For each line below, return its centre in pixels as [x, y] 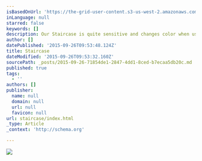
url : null [24, 107]
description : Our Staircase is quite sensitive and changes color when [98, 34]
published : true [26, 68]
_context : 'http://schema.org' [45, 130]
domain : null [28, 101]
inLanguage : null [28, 17]
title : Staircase [28, 51]
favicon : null [29, 113]
